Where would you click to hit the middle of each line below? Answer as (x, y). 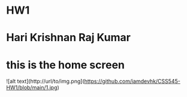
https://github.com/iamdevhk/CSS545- (132, 82)
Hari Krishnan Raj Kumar (68, 38)
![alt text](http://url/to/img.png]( (46, 82)
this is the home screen (65, 65)
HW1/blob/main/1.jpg (32, 87)
